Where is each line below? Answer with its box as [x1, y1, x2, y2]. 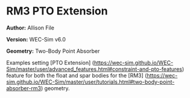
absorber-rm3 [6, 84, 41, 91]
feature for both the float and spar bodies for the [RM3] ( [6, 72, 147, 79]
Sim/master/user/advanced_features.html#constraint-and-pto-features [6, 65, 183, 73]
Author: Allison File [6, 24, 54, 31]
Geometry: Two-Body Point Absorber [6, 47, 100, 55]
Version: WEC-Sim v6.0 [6, 35, 66, 43]
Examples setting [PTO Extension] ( [6, 59, 95, 66]
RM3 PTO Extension [6, 4, 108, 18]
